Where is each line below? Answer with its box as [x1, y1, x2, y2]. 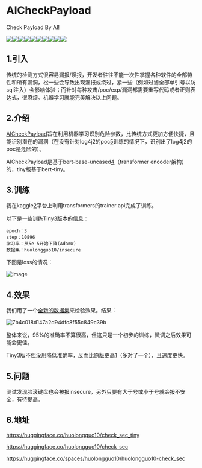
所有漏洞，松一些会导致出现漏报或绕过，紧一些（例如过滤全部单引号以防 [16, 78, 196, 86]
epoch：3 [6, 228, 27, 234]
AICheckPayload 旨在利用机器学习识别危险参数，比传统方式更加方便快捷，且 [6, 130, 195, 138]
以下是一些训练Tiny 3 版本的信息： [6, 215, 89, 222]
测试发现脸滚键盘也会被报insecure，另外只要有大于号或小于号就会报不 [6, 388, 180, 395]
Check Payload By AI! [6, 24, 60, 31]
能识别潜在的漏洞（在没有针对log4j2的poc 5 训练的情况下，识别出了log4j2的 [6, 138, 192, 145]
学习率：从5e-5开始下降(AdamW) [6, 241, 76, 247]
